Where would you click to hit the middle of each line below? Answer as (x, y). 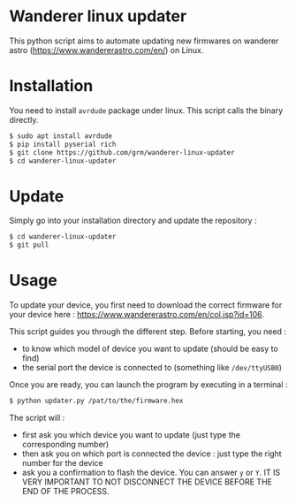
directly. (24, 119)
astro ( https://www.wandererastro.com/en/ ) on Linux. (106, 50)
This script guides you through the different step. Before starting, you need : (148, 332)
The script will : (37, 417)
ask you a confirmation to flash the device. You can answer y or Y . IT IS (151, 472)
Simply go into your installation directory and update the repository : (133, 221)
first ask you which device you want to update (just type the (131, 434)
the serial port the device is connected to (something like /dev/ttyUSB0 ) (152, 367)
